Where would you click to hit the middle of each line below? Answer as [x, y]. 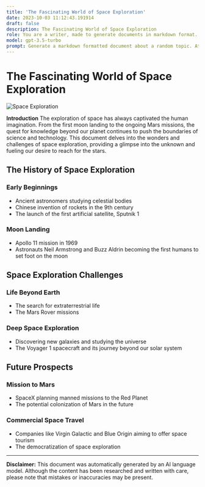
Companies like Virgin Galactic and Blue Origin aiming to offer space [101, 433]
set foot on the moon [41, 256]
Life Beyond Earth [33, 292]
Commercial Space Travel [45, 420]
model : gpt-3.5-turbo [34, 40]
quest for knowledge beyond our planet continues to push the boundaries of [102, 131]
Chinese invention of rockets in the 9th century [74, 207]
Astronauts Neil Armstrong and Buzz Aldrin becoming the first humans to [107, 249]
